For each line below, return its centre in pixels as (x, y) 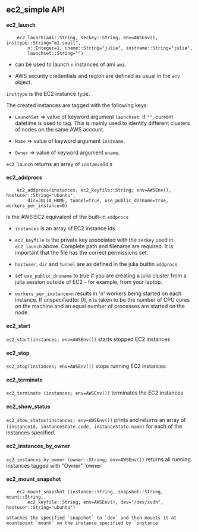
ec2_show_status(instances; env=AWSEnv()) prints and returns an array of (96, 420)
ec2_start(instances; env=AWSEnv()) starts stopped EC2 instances (88, 339)
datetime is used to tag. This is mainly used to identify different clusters (102, 123)
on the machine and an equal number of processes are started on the (100, 306)
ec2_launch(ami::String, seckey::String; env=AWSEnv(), (88, 37)
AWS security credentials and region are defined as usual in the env (97, 76)
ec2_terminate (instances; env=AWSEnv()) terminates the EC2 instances (95, 393)
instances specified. (31, 432)
